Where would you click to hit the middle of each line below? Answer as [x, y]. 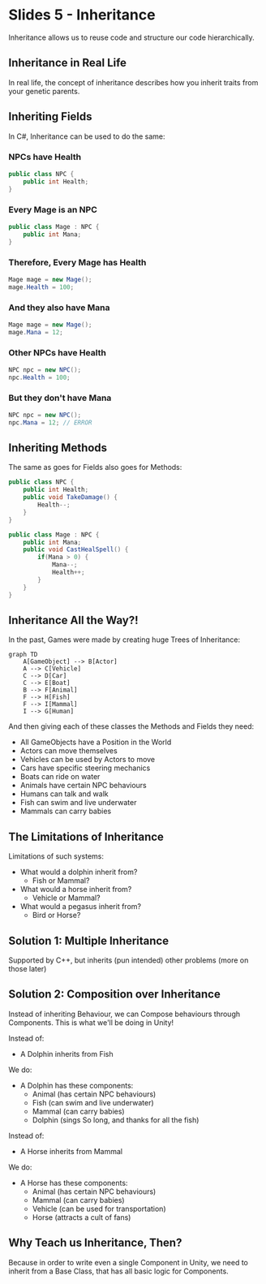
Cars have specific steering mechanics [85, 768]
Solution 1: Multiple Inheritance [88, 940]
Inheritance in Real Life [68, 63]
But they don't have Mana [60, 398]
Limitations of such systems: [56, 856]
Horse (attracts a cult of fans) [82, 1217]
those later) [28, 968]
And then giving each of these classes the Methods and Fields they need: [131, 726]
